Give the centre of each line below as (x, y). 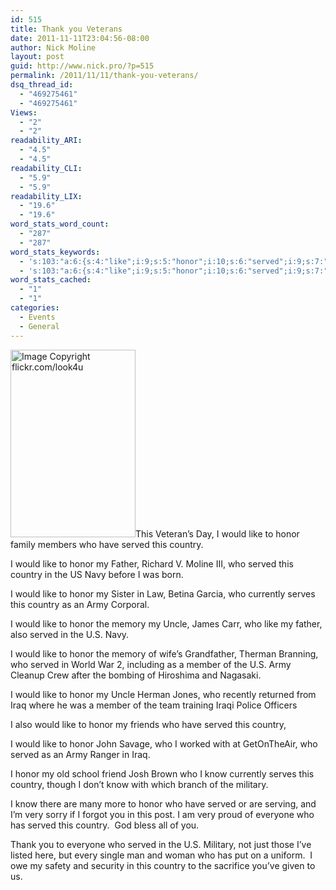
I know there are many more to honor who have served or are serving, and (163, 803)
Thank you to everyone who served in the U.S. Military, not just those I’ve (161, 844)
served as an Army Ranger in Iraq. (80, 754)
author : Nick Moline (53, 47)
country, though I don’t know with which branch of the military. (139, 784)
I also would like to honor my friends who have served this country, (148, 724)
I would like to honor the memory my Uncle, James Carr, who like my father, (166, 623)
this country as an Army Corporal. (80, 604)
